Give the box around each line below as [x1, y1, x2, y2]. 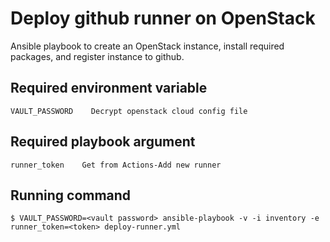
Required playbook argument [10, 133, 196, 151]
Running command [10, 187, 132, 204]
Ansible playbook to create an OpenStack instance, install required [10, 40, 285, 52]
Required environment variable [10, 80, 208, 97]
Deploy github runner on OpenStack [10, 7, 316, 30]
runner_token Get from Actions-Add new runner [10, 160, 222, 170]
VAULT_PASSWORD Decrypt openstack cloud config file [10, 106, 248, 116]
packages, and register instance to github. [10, 50, 185, 62]
